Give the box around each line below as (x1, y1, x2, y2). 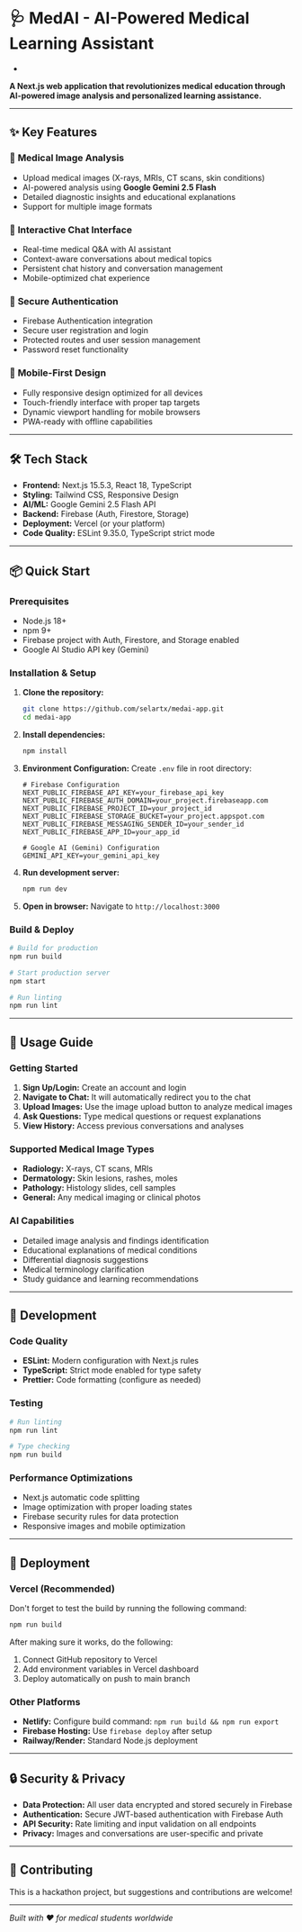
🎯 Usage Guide (9, 1034, 94, 1050)
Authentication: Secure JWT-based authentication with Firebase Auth (22, 1809, 283, 1820)
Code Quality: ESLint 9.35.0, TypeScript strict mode (22, 528, 216, 539)
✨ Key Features (9, 124, 97, 141)
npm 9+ (22, 625, 52, 636)
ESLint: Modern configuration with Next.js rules (22, 1356, 200, 1366)
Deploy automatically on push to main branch (22, 1673, 191, 1683)
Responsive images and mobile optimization (22, 1520, 186, 1532)
